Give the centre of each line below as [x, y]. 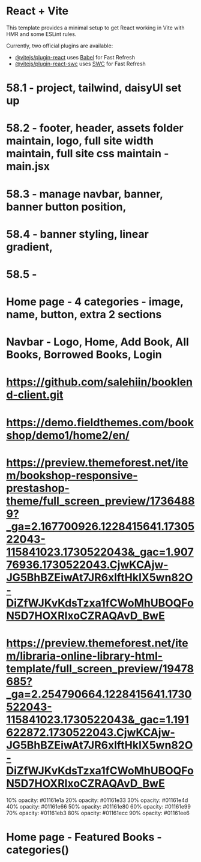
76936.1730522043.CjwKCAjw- [87, 565]
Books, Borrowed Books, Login [84, 355]
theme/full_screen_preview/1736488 [100, 501]
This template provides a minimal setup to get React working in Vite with [95, 28]
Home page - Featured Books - [84, 837]
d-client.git [35, 395]
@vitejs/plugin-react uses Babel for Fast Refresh [75, 57]
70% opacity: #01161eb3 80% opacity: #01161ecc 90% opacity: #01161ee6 [98, 813]
